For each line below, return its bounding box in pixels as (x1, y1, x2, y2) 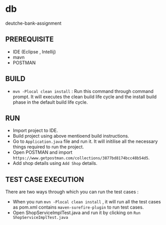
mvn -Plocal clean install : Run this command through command (12, 88, 154, 94)
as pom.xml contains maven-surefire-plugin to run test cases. (12, 204, 144, 211)
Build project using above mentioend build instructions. (12, 133, 130, 139)
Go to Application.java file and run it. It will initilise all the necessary (12, 138, 158, 144)
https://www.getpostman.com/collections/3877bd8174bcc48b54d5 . (12, 155, 150, 161)
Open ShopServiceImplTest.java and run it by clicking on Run (12, 210, 141, 216)
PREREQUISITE (5, 35, 54, 44)
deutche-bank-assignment (5, 20, 61, 26)
